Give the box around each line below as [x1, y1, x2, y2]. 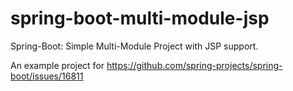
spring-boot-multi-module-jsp [10, 7, 270, 30]
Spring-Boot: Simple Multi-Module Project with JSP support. [10, 40, 259, 52]
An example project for [10, 59, 105, 71]
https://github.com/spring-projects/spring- [106, 59, 283, 71]
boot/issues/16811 [10, 70, 84, 82]
